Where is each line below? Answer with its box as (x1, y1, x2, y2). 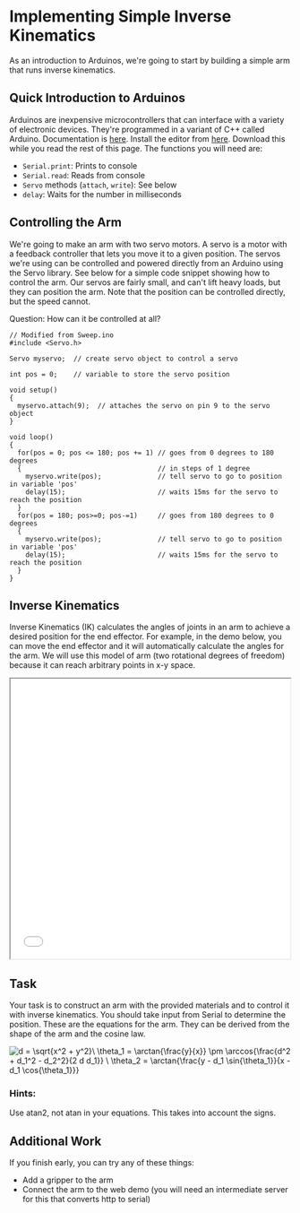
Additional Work (9, 1133, 102, 1148)
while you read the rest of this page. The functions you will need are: (9, 143, 263, 153)
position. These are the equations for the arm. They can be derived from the (9, 1019, 290, 1030)
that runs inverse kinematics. (9, 65, 116, 75)
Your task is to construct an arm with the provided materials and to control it (9, 1000, 289, 1010)
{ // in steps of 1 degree (17, 464, 251, 472)
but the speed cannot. (9, 296, 91, 307)
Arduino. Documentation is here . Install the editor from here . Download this (9, 133, 286, 144)
